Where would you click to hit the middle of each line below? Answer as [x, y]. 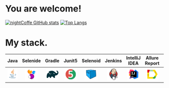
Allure [152, 58]
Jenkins [113, 60]
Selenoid [91, 60]
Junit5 [71, 60]
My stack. [26, 43]
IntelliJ [133, 58]
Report [152, 63]
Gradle [52, 60]
